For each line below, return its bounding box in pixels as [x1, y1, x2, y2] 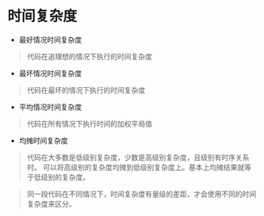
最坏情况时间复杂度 [18, 68, 82, 78]
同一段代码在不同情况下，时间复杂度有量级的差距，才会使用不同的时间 [26, 189, 257, 199]
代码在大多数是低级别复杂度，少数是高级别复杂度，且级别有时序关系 [26, 152, 250, 162]
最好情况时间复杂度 [18, 35, 82, 44]
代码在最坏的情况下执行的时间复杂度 [26, 85, 146, 95]
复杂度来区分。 [26, 199, 76, 208]
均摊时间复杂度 [18, 135, 68, 145]
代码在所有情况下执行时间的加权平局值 [26, 119, 152, 128]
